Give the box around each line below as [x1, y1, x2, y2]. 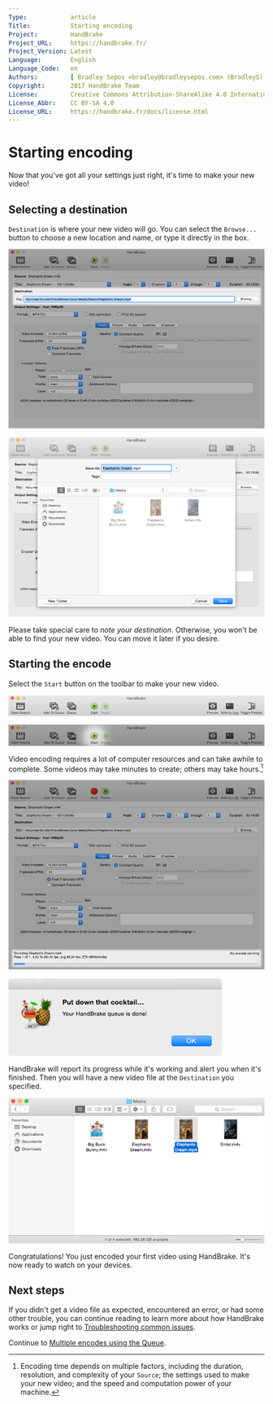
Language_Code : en [8, 65, 79, 73]
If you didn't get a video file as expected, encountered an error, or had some [8, 1305, 264, 1315]
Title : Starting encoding [8, 21, 132, 30]
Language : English [8, 56, 96, 64]
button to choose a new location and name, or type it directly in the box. [8, 233, 249, 242]
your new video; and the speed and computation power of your [19, 1379, 232, 1389]
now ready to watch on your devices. [8, 1260, 132, 1270]
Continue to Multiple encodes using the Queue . [8, 1338, 167, 1348]
